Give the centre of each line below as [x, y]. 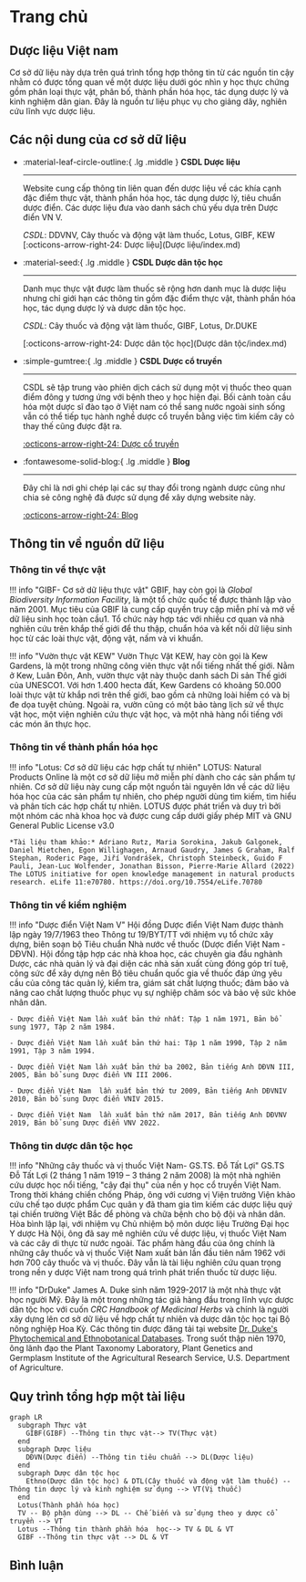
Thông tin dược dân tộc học [71, 1146]
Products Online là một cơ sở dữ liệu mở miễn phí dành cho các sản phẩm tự [153, 777]
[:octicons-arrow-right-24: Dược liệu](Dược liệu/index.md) [132, 245]
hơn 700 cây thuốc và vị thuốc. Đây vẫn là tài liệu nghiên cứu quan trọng [145, 1262]
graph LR [26, 1418]
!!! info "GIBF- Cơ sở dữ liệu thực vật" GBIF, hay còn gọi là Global [131, 590]
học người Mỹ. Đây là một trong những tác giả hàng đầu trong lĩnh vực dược [152, 1300]
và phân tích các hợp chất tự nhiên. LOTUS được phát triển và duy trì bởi [145, 806]
